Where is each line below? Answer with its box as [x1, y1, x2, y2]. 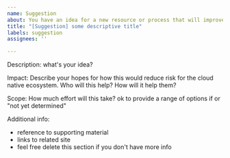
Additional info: [7, 115, 50, 124]
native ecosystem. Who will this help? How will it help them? [7, 81, 177, 89]
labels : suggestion [7, 29, 63, 36]
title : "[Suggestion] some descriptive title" [7, 23, 142, 30]
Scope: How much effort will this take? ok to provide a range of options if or [7, 94, 220, 103]
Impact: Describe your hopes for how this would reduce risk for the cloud [7, 74, 214, 82]
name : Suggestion [7, 10, 57, 17]
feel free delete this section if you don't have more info [16, 143, 172, 151]
